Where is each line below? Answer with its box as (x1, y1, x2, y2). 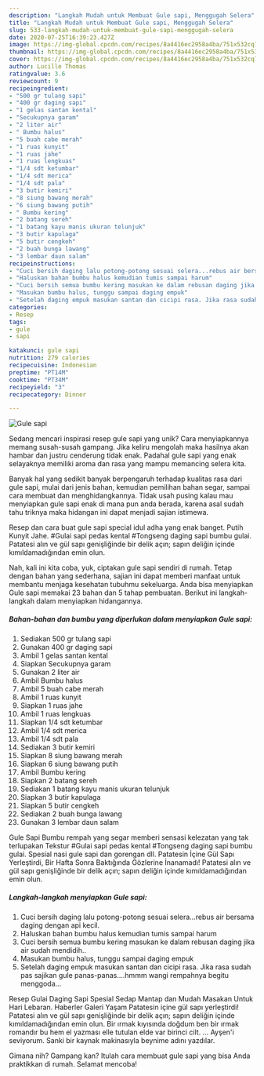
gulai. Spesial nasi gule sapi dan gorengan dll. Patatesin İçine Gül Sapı (9, 849, 234, 859)
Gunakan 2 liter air (20, 668, 80, 677)
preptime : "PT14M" (9, 368, 69, 377)
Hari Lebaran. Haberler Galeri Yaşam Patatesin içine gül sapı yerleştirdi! (9, 1002, 240, 1012)
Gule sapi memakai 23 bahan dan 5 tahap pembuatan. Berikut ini (9, 588, 218, 597)
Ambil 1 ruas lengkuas (20, 709, 92, 719)
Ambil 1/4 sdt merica (20, 726, 87, 735)
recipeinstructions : (9, 260, 77, 268)
